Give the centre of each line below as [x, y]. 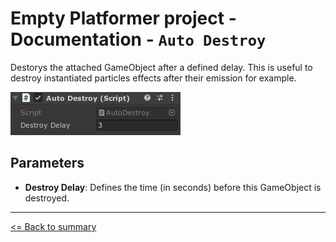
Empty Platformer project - [123, 18]
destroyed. [47, 198]
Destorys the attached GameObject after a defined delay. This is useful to [161, 67]
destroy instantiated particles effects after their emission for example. [153, 78]
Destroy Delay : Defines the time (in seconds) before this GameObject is [173, 187]
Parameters [47, 163]
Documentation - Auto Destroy [138, 39]
